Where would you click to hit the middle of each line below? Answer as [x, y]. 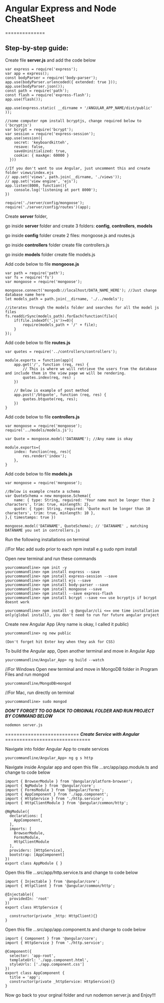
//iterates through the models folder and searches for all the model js [82, 308]
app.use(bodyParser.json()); [35, 86]
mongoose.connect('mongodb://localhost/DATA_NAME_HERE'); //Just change [81, 290]
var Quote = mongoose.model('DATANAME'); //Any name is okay [69, 439]
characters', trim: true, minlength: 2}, [48, 504]
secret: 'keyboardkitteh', [41, 142]
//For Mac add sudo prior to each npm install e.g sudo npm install [71, 549]
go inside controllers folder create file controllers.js [57, 245]
